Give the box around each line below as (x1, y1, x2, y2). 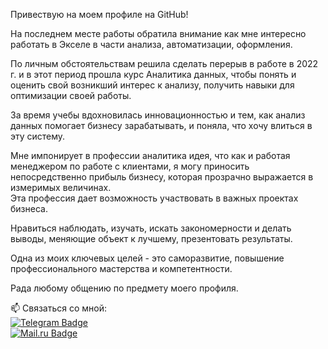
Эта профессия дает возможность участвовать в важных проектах (10, 192, 299, 204)
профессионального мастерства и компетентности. (10, 263, 233, 274)
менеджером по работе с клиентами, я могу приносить (10, 160, 250, 172)
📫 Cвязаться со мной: (10, 302, 107, 314)
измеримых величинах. (10, 182, 112, 193)
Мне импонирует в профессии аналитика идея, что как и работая (10, 150, 291, 161)
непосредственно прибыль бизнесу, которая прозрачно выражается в (10, 171, 314, 183)
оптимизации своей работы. (10, 90, 132, 101)
